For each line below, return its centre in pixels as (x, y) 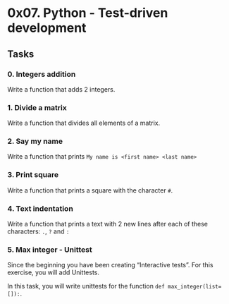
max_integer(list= (195, 287)
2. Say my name (35, 141)
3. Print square (33, 175)
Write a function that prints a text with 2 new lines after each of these (108, 224)
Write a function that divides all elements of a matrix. (84, 123)
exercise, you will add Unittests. (54, 272)
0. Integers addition (42, 74)
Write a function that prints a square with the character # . (90, 190)
